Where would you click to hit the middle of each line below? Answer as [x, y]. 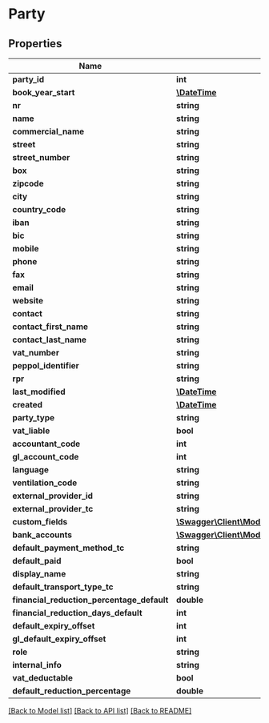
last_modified [39, 392]
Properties [35, 44]
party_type [34, 418]
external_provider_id [53, 496]
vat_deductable [43, 678]
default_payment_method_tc [68, 548]
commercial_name [48, 131]
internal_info [37, 665]
